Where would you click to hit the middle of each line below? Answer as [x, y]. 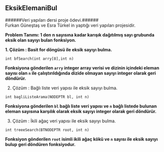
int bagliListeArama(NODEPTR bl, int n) [47, 97]
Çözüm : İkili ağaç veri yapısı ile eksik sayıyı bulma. [64, 121]
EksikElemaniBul [31, 8]
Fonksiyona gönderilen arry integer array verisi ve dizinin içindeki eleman [82, 68]
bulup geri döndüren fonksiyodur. [40, 144]
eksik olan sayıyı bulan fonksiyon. [41, 40]
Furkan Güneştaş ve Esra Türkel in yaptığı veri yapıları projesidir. [70, 25]
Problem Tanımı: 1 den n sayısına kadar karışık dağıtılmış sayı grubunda [80, 35]
